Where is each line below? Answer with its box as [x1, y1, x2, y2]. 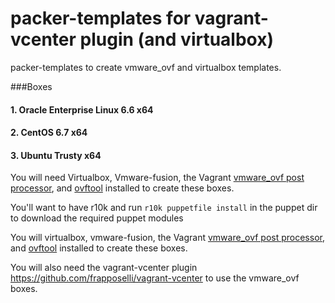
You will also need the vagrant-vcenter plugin [10, 262, 198, 274]
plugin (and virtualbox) [79, 28, 275, 51]
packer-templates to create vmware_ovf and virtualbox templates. [10, 61, 282, 73]
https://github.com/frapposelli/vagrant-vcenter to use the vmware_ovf [10, 272, 300, 284]
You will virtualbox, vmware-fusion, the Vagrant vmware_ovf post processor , [10, 232, 325, 244]
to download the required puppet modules [10, 212, 184, 224]
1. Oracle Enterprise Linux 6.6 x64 [10, 103, 154, 116]
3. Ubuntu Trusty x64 [10, 149, 102, 161]
